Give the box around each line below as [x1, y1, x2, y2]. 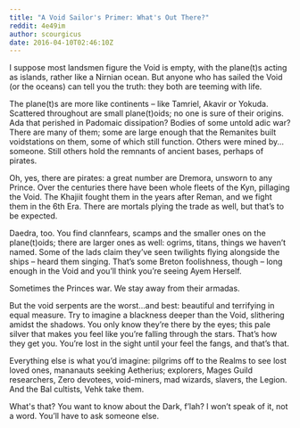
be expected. [9, 210, 58, 221]
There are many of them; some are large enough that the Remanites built [9, 127, 277, 138]
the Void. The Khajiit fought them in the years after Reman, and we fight [9, 192, 272, 202]
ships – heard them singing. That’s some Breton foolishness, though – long [9, 256, 283, 267]
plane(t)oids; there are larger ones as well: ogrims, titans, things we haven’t [9, 237, 287, 248]
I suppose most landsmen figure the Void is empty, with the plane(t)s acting [9, 62, 287, 73]
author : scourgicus [9, 29, 82, 38]
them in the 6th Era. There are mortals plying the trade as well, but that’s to [9, 202, 284, 212]
